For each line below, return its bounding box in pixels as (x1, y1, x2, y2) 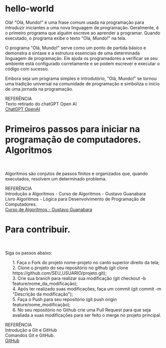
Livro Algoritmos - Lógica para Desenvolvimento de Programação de (5, 196, 146, 202)
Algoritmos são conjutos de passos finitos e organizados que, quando (5, 171, 148, 176)
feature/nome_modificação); (12, 301, 71, 307)
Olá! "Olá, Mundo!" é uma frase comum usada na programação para (5, 19, 145, 25)
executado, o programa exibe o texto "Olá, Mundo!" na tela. (5, 35, 127, 41)
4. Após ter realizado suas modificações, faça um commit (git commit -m (12, 286, 162, 291)
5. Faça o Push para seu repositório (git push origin (12, 296, 117, 302)
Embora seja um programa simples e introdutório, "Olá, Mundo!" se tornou (5, 75, 157, 81)
